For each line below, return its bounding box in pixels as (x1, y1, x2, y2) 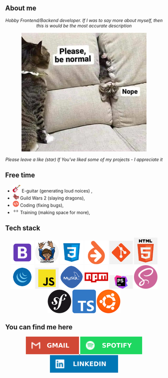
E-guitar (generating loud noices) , (21, 187, 92, 194)
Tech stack (5, 224, 40, 233)
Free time (5, 171, 35, 179)
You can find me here (5, 323, 73, 331)
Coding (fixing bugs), (19, 202, 64, 208)
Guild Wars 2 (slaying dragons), (19, 195, 85, 201)
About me (5, 4, 36, 13)
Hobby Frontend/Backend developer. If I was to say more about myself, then (5, 17, 163, 23)
